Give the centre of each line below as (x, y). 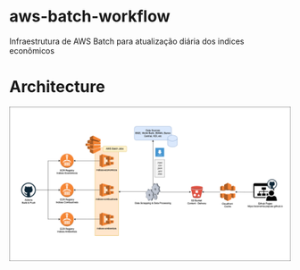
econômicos (32, 50)
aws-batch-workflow (90, 17)
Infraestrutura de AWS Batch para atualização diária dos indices (127, 41)
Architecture (57, 87)
